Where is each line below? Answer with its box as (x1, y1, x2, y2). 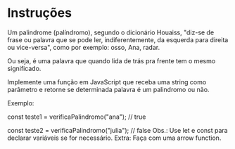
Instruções (7, 5, 72, 21)
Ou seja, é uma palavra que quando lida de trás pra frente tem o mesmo (7, 56, 216, 65)
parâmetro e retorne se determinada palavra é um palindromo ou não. (7, 85, 210, 93)
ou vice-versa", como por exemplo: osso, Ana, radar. (7, 43, 160, 51)
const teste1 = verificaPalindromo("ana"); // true (7, 112, 146, 121)
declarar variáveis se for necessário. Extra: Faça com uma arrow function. (7, 134, 222, 142)
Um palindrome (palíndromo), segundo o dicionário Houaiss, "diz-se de (7, 28, 215, 37)
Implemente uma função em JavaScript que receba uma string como (7, 77, 207, 86)
